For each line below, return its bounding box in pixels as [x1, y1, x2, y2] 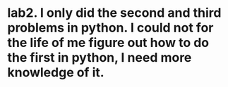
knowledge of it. [7, 65, 104, 81]
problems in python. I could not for [7, 20, 214, 36]
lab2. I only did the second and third [7, 5, 222, 21]
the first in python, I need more [7, 50, 192, 66]
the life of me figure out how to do [7, 35, 210, 51]
